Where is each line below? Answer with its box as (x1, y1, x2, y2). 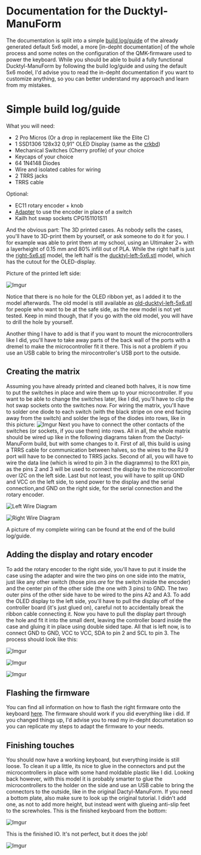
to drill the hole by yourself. (6, 318, 74, 325)
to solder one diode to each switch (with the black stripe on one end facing (6, 408, 191, 415)
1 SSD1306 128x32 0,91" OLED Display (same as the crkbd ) (14, 140, 160, 148)
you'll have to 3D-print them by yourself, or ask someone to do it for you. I (6, 232, 188, 239)
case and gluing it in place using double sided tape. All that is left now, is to (6, 623, 191, 630)
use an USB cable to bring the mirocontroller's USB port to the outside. (6, 349, 181, 356)
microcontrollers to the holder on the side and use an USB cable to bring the (6, 782, 194, 789)
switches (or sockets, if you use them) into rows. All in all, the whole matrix (6, 427, 190, 434)
